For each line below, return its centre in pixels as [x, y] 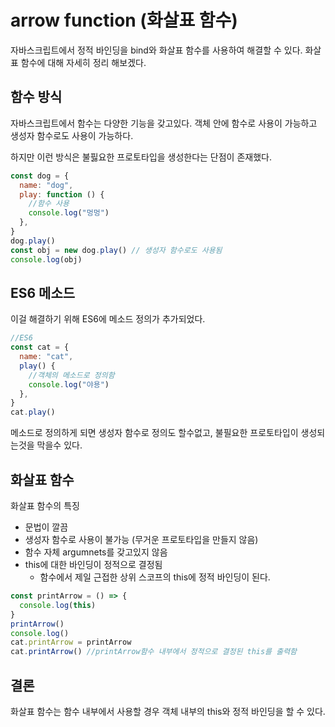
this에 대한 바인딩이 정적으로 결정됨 [93, 564]
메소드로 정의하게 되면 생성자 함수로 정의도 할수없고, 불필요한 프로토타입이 [154, 433]
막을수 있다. [59, 445]
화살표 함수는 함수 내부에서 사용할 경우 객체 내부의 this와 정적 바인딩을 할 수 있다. [168, 711]
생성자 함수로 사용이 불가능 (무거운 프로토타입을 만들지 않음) [141, 539]
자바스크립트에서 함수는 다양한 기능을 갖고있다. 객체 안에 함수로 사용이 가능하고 [164, 123]
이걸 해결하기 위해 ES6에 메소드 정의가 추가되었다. [108, 319]
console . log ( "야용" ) [69, 384]
